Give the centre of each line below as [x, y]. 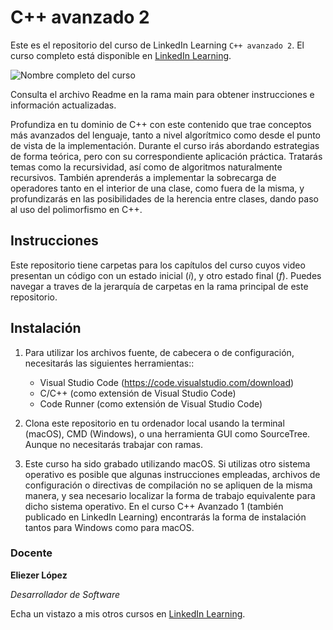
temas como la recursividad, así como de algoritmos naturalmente [146, 167]
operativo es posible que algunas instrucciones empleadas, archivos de [172, 474]
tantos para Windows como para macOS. [109, 527]
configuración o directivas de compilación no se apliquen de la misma [168, 485]
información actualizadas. [63, 105]
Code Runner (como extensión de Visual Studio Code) [151, 403]
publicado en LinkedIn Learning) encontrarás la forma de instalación [165, 517]
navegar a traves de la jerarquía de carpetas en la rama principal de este [159, 286]
